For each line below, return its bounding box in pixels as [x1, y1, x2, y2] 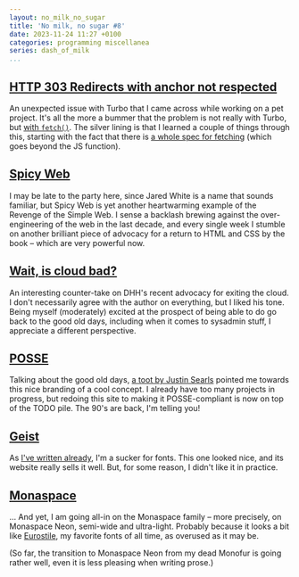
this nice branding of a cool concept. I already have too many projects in [9, 384, 275, 395]
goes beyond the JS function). [9, 140, 121, 152]
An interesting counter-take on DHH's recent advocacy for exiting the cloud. [9, 287, 290, 298]
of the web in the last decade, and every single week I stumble [54, 218, 286, 229]
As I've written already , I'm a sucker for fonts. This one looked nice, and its [9, 452, 284, 464]
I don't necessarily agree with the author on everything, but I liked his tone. [9, 296, 285, 308]
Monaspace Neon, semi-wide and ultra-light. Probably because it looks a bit [9, 521, 290, 532]
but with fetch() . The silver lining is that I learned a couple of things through [9, 121, 290, 132]
